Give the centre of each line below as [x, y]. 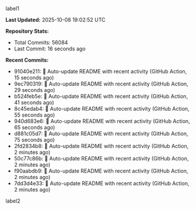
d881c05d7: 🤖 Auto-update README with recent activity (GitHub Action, [101, 133]
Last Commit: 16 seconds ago [50, 49]
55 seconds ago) [34, 115]
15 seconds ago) [34, 78]
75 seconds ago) [34, 140]
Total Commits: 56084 [41, 42]
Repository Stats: [27, 31]
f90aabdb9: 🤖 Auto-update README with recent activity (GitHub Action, [101, 171]
